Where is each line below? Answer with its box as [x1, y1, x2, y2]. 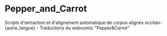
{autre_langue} [5, 24, 36, 30]
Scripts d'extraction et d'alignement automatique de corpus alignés [5, 19, 144, 25]
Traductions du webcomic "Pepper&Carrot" [39, 24, 130, 30]
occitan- [144, 19, 162, 25]
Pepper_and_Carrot [5, 3, 87, 14]
